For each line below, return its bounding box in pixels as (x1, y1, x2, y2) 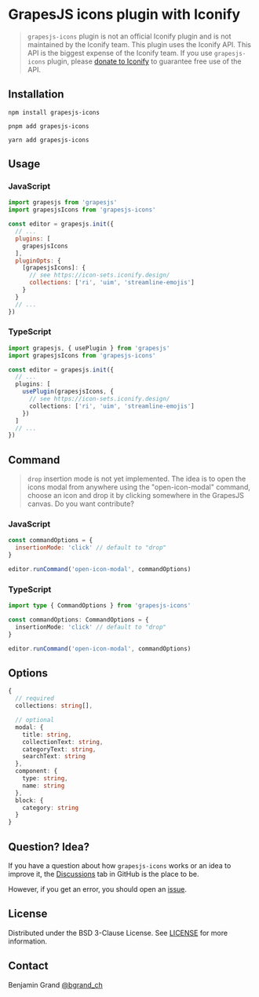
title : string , (22, 731, 72, 739)
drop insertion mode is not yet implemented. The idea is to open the (27, 474, 246, 484)
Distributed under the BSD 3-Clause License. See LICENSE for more (8, 928, 228, 937)
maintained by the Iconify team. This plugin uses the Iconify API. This (27, 39, 251, 49)
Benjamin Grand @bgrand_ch (8, 980, 104, 989)
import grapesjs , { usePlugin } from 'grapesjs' (8, 344, 170, 352)
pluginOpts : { (15, 257, 61, 265)
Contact (8, 959, 49, 973)
